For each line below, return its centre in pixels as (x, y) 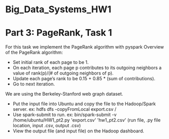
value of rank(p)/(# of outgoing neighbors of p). (63, 73)
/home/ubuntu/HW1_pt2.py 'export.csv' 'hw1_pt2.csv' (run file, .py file (87, 120)
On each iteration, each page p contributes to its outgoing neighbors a (87, 68)
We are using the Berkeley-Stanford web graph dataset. (64, 94)
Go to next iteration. (34, 84)
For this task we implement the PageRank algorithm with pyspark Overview (85, 47)
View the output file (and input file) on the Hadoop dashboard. (78, 131)
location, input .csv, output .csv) (47, 126)
